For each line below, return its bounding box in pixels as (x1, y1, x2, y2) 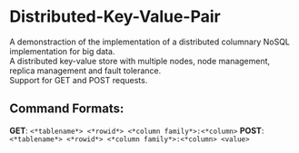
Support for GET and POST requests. (9, 74, 148, 85)
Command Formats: (9, 101, 125, 117)
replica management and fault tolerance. (9, 65, 162, 76)
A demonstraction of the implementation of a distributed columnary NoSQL (9, 36, 291, 47)
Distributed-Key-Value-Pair (9, 6, 221, 27)
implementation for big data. (9, 45, 115, 56)
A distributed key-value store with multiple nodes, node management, (9, 55, 271, 66)
